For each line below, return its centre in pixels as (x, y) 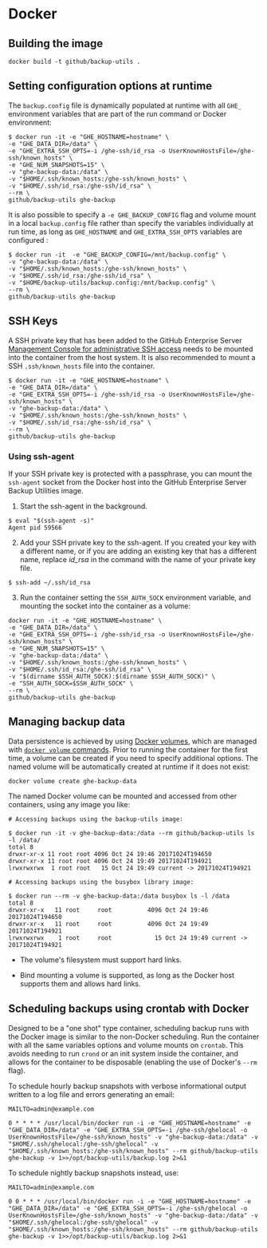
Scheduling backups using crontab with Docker (129, 1009)
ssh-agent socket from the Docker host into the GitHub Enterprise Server (128, 482)
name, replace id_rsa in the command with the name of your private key (138, 559)
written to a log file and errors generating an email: (92, 1094)
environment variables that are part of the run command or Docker (118, 113)
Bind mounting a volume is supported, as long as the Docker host (127, 975)
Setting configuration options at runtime (110, 86)
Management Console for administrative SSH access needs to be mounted (131, 349)
